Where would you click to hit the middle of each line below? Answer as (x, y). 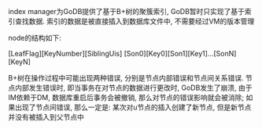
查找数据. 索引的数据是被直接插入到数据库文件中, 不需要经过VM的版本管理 (135, 21)
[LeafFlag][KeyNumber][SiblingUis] (65, 54)
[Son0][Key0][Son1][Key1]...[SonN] (180, 54)
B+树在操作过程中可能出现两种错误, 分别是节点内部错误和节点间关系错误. (126, 78)
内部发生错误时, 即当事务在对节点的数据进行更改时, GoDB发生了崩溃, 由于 (134, 88)
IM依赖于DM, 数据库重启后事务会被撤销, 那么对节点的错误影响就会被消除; (126, 97)
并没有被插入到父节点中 (46, 117)
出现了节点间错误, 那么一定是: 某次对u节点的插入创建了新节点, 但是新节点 (133, 107)
